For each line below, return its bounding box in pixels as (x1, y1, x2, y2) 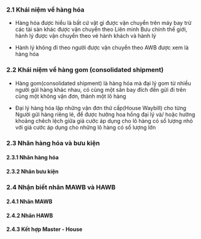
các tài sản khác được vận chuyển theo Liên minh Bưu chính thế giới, (15, 26, 188, 33)
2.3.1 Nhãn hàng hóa (6, 154, 59, 161)
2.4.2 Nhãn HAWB (6, 212, 53, 219)
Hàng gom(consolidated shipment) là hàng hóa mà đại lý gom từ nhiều (15, 79, 191, 87)
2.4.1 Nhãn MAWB (6, 198, 53, 206)
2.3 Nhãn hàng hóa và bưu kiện (6, 139, 100, 147)
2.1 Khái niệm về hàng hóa (6, 5, 85, 14)
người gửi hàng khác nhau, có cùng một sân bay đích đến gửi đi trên (15, 86, 186, 93)
